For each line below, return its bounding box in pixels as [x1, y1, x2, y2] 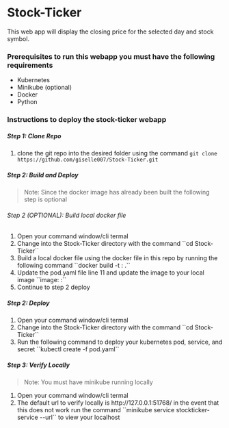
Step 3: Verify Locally [7, 361, 70, 369]
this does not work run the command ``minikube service [16, 406, 175, 414]
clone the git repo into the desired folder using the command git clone [16, 149, 217, 158]
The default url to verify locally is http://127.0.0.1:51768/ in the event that [16, 399, 219, 407]
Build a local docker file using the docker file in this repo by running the [16, 254, 218, 262]
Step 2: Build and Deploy [7, 171, 79, 179]
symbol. [7, 34, 29, 42]
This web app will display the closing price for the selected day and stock [7, 27, 214, 36]
